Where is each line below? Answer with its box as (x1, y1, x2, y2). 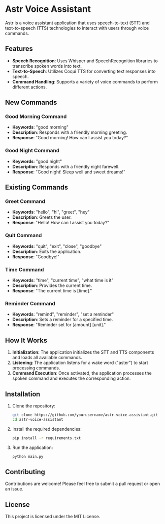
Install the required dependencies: (12, 426, 82, 432)
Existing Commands (5, 183, 68, 192)
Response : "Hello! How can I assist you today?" (12, 220, 110, 226)
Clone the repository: (12, 403, 56, 408)
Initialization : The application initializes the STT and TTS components (12, 349, 154, 355)
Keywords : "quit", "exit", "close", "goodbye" (12, 243, 102, 249)
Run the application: (12, 444, 53, 450)
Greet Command (5, 198, 45, 205)
